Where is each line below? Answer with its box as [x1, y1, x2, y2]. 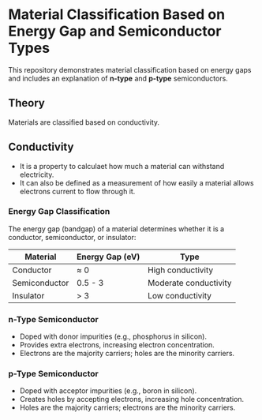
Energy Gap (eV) [76, 251, 140, 262]
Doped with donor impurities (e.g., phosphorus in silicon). [19, 332, 208, 341]
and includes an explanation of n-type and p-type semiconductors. [8, 73, 229, 83]
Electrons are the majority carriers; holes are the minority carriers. [19, 349, 235, 358]
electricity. [19, 170, 54, 179]
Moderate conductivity [147, 277, 232, 288]
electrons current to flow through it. [19, 186, 136, 196]
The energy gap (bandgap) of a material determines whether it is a [8, 223, 225, 234]
